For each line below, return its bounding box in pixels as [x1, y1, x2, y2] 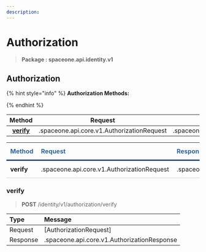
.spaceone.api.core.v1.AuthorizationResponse [44, 235, 178, 244]
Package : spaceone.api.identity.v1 [21, 56, 113, 63]
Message [44, 215, 72, 224]
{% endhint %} [6, 102, 44, 109]
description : [6, 9, 40, 15]
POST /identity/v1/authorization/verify [21, 200, 118, 208]
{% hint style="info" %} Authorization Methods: [6, 90, 130, 97]
